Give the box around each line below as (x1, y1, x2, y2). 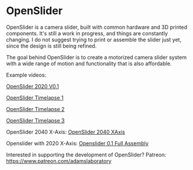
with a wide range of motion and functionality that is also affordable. (6, 60, 172, 67)
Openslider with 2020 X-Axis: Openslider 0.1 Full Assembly (6, 139, 149, 146)
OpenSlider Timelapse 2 (6, 105, 65, 112)
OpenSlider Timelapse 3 (6, 116, 65, 124)
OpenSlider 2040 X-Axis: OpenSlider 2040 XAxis (6, 128, 125, 135)
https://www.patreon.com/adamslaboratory (6, 157, 112, 164)
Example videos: (6, 71, 47, 78)
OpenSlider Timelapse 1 (6, 94, 64, 101)
